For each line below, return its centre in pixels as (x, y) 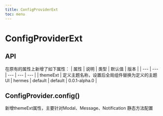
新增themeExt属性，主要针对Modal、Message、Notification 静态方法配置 (79, 108)
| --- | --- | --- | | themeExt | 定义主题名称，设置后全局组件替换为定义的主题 (81, 75)
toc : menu (15, 14)
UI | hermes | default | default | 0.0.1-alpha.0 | (51, 80)
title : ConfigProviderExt (31, 10)
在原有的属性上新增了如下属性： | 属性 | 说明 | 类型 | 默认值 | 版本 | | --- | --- (82, 69)
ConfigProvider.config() (42, 96)
